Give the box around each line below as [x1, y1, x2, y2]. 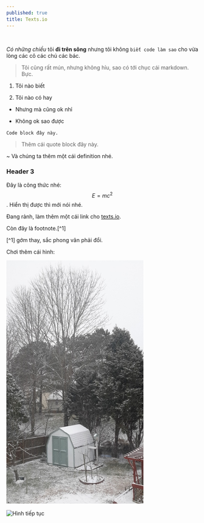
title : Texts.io [6, 16, 47, 23]
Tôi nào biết [15, 82, 45, 89]
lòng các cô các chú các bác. [6, 52, 80, 59]
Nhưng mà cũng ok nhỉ [15, 105, 73, 113]
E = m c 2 [91, 190, 113, 199]
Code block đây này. [6, 130, 59, 136]
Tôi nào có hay [15, 94, 53, 101]
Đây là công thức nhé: [6, 181, 62, 189]
